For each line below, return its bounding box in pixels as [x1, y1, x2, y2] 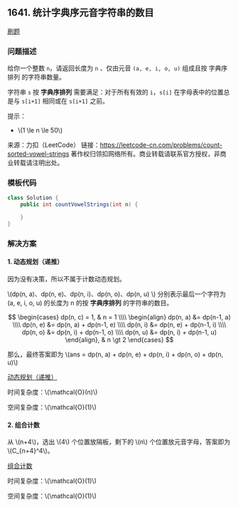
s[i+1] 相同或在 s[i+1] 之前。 [21, 97, 109, 105]
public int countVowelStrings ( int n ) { [20, 201, 139, 208]
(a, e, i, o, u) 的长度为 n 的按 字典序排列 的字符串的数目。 [7, 299, 173, 307]
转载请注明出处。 [13, 158, 64, 167]
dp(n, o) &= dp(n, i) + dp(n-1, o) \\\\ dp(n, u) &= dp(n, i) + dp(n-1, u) [21, 328, 217, 337]
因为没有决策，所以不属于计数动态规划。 [7, 275, 126, 283]
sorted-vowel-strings [7, 150, 70, 158]
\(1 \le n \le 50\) [17, 126, 63, 135]
